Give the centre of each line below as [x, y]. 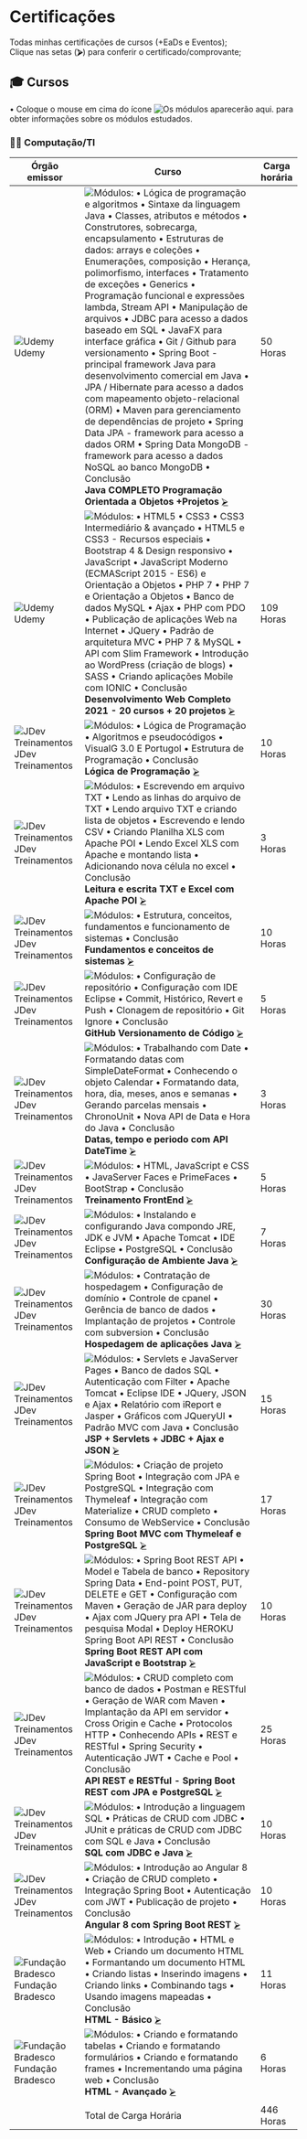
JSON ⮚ [102, 1450]
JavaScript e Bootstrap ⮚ [140, 1663]
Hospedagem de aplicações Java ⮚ [163, 1344]
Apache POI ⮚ [116, 901]
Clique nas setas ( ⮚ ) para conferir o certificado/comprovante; [126, 51]
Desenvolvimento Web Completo [158, 700]
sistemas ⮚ [109, 961]
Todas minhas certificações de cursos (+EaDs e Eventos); [119, 42]
